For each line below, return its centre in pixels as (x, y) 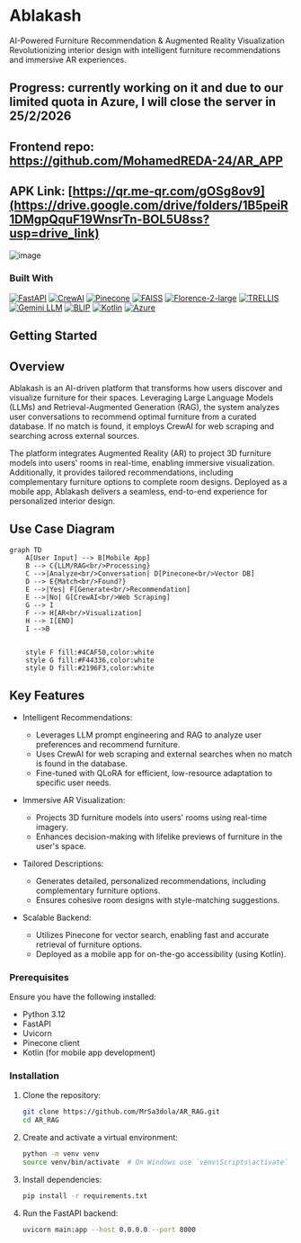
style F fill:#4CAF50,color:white (90, 652)
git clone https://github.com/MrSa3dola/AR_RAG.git (121, 1112)
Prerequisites (39, 977)
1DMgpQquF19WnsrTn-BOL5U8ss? (110, 220)
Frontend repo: (52, 146)
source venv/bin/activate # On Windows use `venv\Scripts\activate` (155, 1162)
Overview (37, 367)
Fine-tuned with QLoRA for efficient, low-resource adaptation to (154, 773)
